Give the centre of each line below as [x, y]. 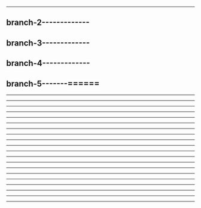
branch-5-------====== [53, 83]
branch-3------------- [48, 43]
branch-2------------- [48, 22]
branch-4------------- [48, 63]
